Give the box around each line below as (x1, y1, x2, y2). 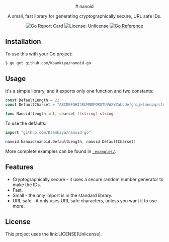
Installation (5, 37, 41, 46)
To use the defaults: (5, 120, 47, 126)
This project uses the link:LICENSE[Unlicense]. (5, 231, 102, 237)
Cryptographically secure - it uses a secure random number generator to (12, 176, 164, 182)
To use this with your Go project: (5, 51, 73, 57)
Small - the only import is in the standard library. (12, 192, 113, 198)
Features (5, 163, 34, 172)
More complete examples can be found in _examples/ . (5, 148, 117, 154)
